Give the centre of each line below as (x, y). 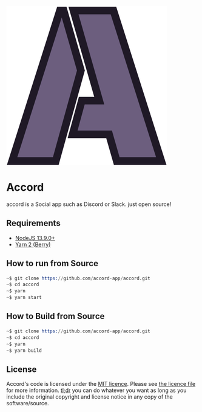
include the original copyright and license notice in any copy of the (89, 397)
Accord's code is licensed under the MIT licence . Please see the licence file (101, 384)
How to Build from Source (56, 316)
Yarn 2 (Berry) (33, 244)
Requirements (33, 223)
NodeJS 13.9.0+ (35, 238)
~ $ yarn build (24, 350)
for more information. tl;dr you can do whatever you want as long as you (96, 390)
